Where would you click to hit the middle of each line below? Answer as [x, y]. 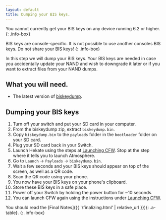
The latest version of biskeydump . [47, 96]
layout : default [22, 10]
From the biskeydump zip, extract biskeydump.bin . [64, 129]
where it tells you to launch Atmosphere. [54, 156]
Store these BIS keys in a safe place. [50, 187]
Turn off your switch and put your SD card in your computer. [74, 124]
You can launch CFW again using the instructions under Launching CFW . [87, 198]
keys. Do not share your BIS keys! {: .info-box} [53, 49]
